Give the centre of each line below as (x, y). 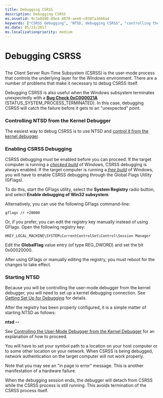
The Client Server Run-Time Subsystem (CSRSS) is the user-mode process (80, 73)
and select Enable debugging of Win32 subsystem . (57, 195)
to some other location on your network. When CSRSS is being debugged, (79, 351)
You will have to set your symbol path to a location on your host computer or (81, 346)
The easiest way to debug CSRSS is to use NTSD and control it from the (77, 131)
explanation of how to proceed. (36, 337)
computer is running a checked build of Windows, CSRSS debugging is (76, 165)
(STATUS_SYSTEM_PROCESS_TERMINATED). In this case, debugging (74, 103)
